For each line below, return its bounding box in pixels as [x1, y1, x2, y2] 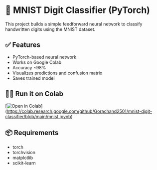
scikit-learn [12, 160, 36, 166]
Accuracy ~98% [12, 64, 46, 70]
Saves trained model [12, 75, 55, 81]
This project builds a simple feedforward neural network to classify [5, 21, 143, 27]
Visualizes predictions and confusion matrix [12, 70, 103, 76]
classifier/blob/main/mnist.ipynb [5, 113, 71, 119]
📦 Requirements [5, 128, 59, 137]
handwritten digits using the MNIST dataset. [5, 26, 96, 32]
